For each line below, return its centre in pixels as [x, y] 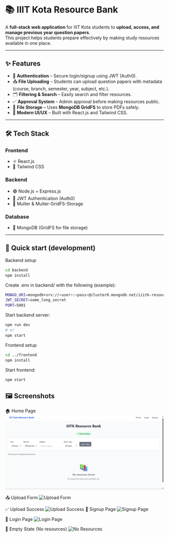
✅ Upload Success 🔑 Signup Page [61, 509]
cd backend [17, 270]
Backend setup [21, 260]
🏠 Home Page [21, 411]
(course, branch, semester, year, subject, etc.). [61, 88]
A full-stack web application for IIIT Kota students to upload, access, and [82, 27]
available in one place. [28, 43]
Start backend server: [28, 315]
